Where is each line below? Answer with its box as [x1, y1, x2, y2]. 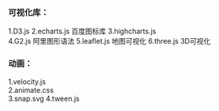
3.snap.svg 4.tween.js [8, 94, 81, 103]
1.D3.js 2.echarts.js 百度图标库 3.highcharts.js [8, 26, 157, 36]
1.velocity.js [8, 77, 46, 86]
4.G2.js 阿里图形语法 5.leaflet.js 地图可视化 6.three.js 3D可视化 [8, 36, 211, 46]
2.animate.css [8, 85, 54, 94]
